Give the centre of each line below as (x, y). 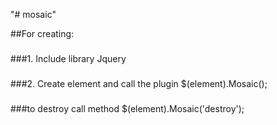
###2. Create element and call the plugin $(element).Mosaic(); (139, 83)
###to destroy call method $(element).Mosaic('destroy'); (127, 108)
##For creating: (42, 33)
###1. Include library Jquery (68, 58)
